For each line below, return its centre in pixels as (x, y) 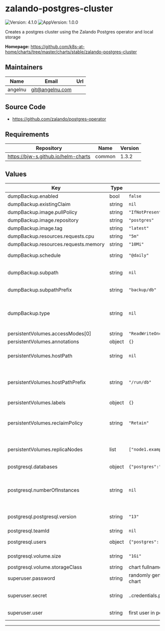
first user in (142, 613)
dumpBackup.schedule (34, 255)
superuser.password (31, 578)
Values (16, 174)
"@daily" (139, 255)
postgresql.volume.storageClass (45, 567)
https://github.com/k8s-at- (58, 46)
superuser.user (25, 613)
